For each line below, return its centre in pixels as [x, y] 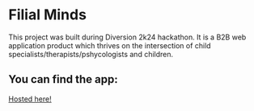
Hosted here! [30, 99]
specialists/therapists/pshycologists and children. [91, 54]
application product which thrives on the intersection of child [110, 45]
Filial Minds [48, 15]
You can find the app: [63, 79]
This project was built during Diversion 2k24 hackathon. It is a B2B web [127, 37]
